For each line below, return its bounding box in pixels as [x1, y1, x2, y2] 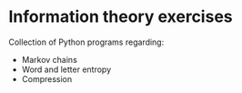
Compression [21, 73, 73, 84]
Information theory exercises [8, 6, 233, 27]
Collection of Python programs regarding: [8, 36, 165, 47]
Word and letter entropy [21, 64, 112, 75]
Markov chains [21, 54, 78, 65]
